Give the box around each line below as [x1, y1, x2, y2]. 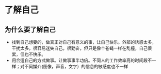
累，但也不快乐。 [11, 52, 46, 57]
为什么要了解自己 [4, 25, 56, 34]
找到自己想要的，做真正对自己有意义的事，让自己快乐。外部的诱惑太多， [11, 39, 156, 45]
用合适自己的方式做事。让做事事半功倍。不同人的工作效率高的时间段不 [11, 57, 152, 63]
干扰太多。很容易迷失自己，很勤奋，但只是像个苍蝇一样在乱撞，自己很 [11, 45, 152, 51]
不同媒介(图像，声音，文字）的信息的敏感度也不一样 [24, 64, 128, 69]
